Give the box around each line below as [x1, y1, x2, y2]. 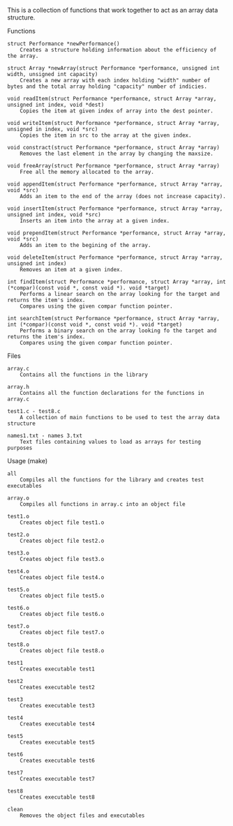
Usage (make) [7, 457, 48, 465]
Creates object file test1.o [20, 519, 105, 526]
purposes [7, 444, 33, 451]
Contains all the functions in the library [20, 371, 149, 378]
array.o [7, 495, 30, 502]
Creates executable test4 [20, 721, 96, 728]
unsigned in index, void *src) [7, 126, 98, 133]
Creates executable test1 [20, 666, 96, 673]
